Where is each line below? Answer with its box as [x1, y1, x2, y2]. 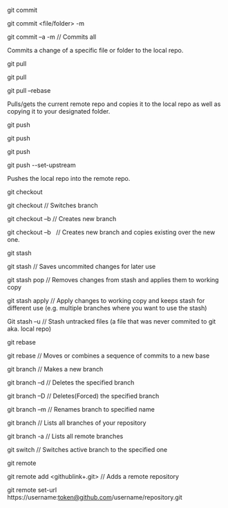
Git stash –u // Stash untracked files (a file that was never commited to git [7, 317, 216, 325]
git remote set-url [7, 486, 57, 494]
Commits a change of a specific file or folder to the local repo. [7, 46, 184, 54]
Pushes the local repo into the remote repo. [7, 175, 131, 182]
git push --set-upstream [7, 161, 76, 169]
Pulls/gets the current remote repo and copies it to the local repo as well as [7, 100, 221, 108]
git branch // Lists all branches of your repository [7, 419, 146, 427]
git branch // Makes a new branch [7, 365, 104, 373]
